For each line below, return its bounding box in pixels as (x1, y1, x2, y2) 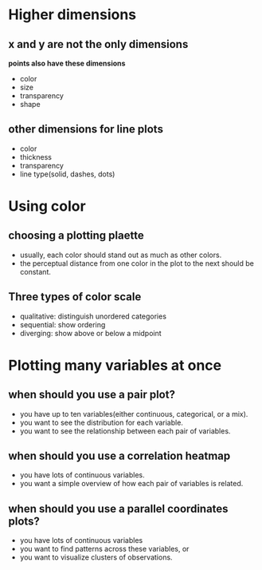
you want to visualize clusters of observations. (19, 552, 173, 562)
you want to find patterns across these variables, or (19, 544, 190, 554)
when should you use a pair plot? (8, 388, 175, 402)
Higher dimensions (8, 6, 137, 24)
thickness (19, 152, 52, 161)
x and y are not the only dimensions (8, 38, 189, 51)
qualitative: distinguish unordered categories (19, 311, 167, 321)
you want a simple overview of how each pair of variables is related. (19, 479, 244, 489)
